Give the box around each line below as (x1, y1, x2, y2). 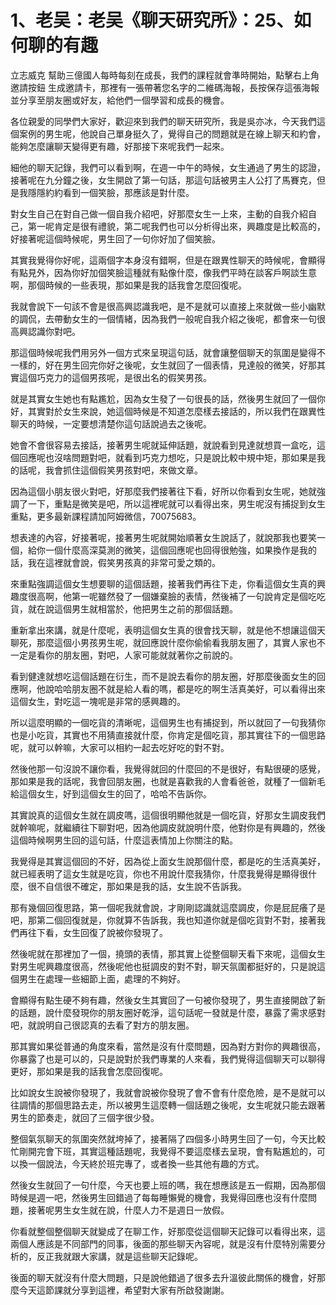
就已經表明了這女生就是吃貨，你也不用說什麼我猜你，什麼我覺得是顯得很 (10, 867, 308, 880)
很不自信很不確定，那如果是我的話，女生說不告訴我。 (27, 880, 247, 892)
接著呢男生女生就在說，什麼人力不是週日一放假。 (27, 1204, 230, 1216)
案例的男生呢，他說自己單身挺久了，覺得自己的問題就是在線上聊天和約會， (18, 127, 326, 140)
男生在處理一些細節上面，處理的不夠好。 (18, 972, 186, 985)
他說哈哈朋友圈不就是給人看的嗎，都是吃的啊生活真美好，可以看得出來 (36, 682, 326, 695)
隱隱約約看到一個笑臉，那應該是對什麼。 (27, 186, 195, 198)
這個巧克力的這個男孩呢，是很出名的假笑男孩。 (18, 371, 212, 383)
